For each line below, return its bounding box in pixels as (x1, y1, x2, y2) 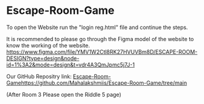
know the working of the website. (6, 42, 90, 49)
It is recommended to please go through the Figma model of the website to (6, 35, 194, 42)
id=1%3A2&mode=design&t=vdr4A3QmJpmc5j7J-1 (6, 61, 135, 68)
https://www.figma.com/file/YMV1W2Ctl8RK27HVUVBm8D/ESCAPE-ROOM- (6, 48, 198, 55)
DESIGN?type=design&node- (6, 54, 80, 62)
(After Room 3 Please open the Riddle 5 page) (6, 91, 122, 98)
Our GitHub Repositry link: (6, 73, 72, 80)
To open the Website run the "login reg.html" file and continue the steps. (6, 24, 188, 31)
